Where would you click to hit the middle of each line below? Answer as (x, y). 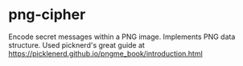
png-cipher (47, 15)
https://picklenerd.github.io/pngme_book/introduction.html (105, 53)
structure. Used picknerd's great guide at (76, 45)
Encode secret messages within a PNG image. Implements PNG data (122, 37)
